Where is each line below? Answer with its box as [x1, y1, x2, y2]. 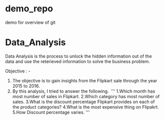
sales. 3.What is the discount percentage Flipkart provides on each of [12, 99, 155, 105]
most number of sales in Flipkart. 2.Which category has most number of [12, 93, 160, 99]
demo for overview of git [5, 19, 56, 25]
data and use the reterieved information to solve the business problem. [5, 58, 150, 64]
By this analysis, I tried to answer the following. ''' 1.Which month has [12, 88, 156, 94]
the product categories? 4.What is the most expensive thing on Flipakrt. [12, 104, 159, 110]
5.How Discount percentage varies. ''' [12, 109, 90, 115]
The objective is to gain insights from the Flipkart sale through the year [12, 77, 158, 83]
